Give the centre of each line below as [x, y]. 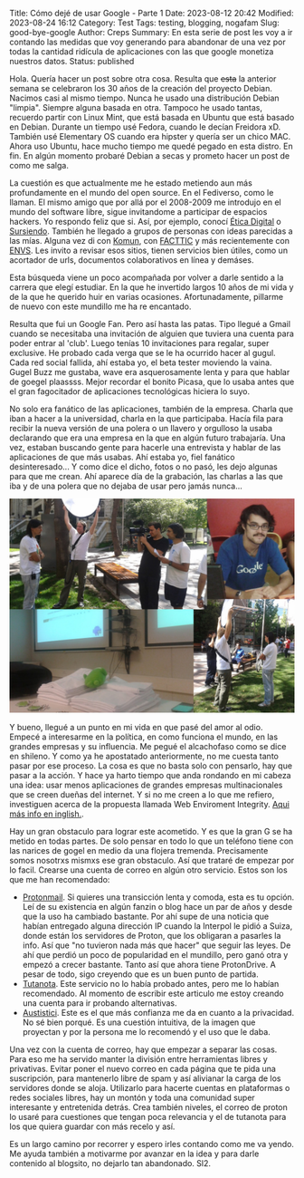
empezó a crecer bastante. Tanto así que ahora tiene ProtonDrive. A [149, 965]
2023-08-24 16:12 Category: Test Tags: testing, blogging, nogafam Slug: [145, 23]
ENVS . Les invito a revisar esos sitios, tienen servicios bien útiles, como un [148, 250]
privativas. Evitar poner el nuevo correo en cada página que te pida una [142, 1069]
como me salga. [39, 165]
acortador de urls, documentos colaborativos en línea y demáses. [132, 260]
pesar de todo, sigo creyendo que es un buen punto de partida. [141, 974]
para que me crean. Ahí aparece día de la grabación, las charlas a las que [146, 476]
